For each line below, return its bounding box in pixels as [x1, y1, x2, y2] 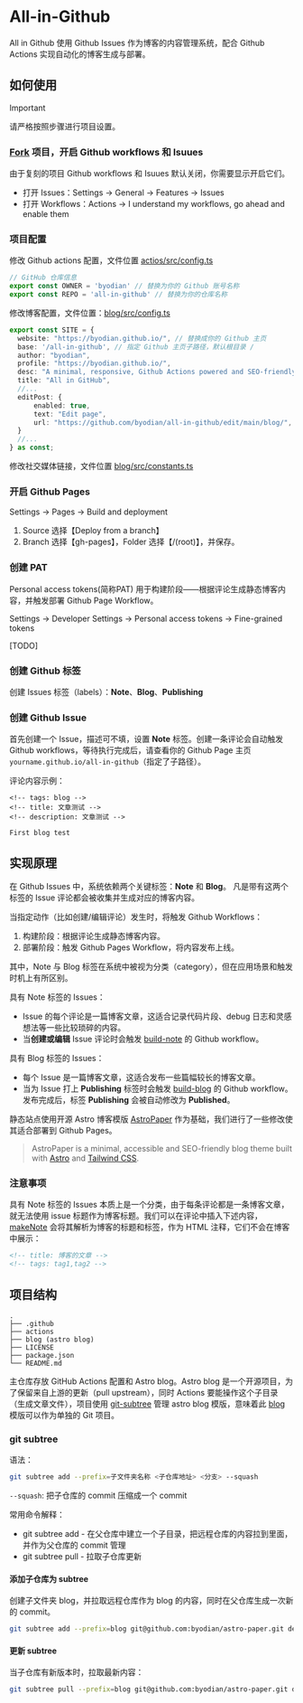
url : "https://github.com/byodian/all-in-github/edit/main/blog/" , [32, 418, 293, 427]
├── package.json [9, 1350, 75, 1360]
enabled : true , [32, 400, 91, 410]
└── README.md [9, 1359, 63, 1368]
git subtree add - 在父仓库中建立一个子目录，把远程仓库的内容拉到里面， [22, 1529, 293, 1539]
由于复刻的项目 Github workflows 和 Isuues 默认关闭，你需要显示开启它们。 [9, 168, 290, 179]
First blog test [9, 829, 70, 838]
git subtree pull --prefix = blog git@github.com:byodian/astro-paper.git [9, 1685, 289, 1694]
